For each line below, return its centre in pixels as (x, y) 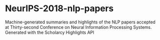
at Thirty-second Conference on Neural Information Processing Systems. (79, 27)
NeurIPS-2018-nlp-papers (59, 9)
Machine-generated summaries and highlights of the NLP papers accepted (80, 22)
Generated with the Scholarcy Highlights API (50, 32)
